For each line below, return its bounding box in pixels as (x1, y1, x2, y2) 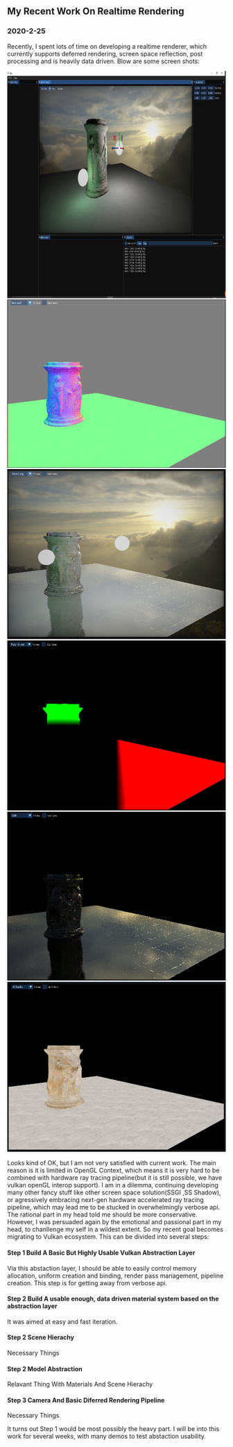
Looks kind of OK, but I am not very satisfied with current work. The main (7, 1159, 216, 1167)
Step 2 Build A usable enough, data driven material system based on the (7, 1294, 219, 1303)
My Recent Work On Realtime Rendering (7, 6, 184, 17)
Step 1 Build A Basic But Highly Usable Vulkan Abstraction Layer (7, 1249, 196, 1257)
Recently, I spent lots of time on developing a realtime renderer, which (7, 42, 207, 51)
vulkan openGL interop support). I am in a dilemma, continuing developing (7, 1181, 218, 1190)
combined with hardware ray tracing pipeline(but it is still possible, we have (7, 1174, 223, 1182)
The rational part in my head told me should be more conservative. (7, 1210, 198, 1219)
